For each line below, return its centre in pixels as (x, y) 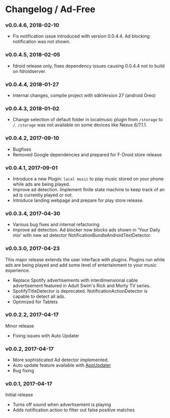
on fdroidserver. (29, 71)
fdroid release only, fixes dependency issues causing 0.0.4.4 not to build (89, 66)
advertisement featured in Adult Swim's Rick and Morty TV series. (82, 286)
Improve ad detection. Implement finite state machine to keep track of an (89, 189)
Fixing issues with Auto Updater (46, 335)
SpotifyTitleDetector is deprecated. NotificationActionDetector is (80, 291)
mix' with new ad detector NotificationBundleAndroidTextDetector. (82, 235)
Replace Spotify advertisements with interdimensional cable (75, 280)
